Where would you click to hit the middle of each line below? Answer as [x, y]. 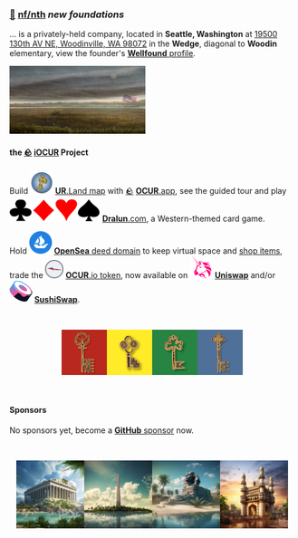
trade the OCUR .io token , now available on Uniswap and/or [143, 274]
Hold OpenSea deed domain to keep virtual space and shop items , [146, 250]
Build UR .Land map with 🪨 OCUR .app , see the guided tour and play [148, 190]
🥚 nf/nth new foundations [67, 14]
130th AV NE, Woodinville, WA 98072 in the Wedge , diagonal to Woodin [144, 43]
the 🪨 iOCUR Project [49, 152]
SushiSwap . [57, 299]
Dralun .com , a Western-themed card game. [183, 218]
